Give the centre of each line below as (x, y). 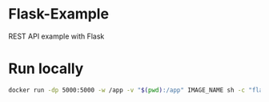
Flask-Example (59, 14)
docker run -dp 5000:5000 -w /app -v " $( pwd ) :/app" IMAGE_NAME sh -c (127, 90)
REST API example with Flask (56, 36)
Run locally (46, 69)
